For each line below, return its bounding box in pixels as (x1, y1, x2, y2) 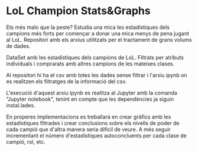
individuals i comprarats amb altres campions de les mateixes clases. (6, 60, 175, 67)
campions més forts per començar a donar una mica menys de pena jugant (6, 29, 189, 37)
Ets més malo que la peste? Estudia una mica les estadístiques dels (6, 24, 170, 31)
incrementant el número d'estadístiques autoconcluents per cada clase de (6, 132, 187, 139)
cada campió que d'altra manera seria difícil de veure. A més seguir (6, 126, 171, 133)
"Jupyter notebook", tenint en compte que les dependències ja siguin (6, 96, 174, 103)
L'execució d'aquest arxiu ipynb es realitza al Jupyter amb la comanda (6, 89, 177, 96)
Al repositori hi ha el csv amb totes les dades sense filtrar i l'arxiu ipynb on (6, 71, 187, 78)
